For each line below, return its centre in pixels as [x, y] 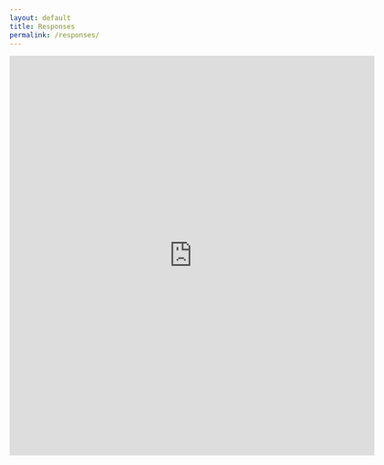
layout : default [40, 18]
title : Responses [42, 26]
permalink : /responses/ [55, 35]
